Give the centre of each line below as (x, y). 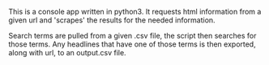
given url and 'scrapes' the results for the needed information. (112, 20)
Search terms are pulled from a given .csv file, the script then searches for (132, 36)
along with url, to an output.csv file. (68, 53)
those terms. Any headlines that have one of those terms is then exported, (132, 44)
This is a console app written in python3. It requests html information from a (135, 12)
